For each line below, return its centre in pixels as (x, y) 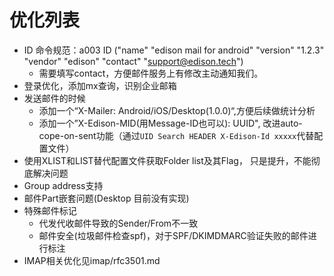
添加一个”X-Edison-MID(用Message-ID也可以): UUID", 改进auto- (170, 123)
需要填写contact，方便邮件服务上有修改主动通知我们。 (151, 73)
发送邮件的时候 (54, 98)
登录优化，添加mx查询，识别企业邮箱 (100, 85)
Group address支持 (63, 185)
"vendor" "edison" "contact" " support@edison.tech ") (133, 61)
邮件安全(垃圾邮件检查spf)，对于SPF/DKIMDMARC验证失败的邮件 (173, 235)
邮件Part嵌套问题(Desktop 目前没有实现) (106, 198)
